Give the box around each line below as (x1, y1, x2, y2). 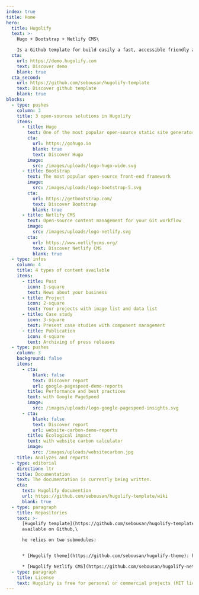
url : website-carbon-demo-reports (32, 427, 118, 433)
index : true (6, 8, 36, 15)
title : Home (6, 14, 36, 20)
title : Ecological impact (27, 433, 92, 439)
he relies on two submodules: (21, 537, 97, 543)
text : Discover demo (17, 63, 68, 69)
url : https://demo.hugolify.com (17, 57, 97, 64)
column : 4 (17, 262, 41, 268)
